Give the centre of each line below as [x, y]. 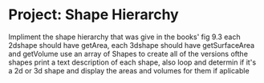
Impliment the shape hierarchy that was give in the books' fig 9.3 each [124, 37]
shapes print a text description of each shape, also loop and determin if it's [132, 62]
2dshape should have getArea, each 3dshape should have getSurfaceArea [132, 45]
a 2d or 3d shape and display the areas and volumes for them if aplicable [129, 70]
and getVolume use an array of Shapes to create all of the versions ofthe [128, 53]
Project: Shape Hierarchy [93, 15]
